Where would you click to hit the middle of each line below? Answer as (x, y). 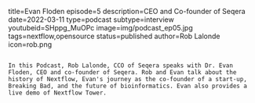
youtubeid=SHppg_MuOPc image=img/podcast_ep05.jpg (101, 28)
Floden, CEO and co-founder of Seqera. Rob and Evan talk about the (122, 73)
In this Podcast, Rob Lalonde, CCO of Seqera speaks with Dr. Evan (121, 66)
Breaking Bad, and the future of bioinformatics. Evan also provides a (127, 86)
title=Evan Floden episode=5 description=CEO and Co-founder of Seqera (127, 11)
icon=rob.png (30, 44)
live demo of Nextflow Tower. (58, 93)
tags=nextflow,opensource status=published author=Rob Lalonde (114, 36)
